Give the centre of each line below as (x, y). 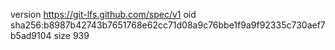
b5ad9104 (31, 35)
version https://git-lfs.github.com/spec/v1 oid (103, 14)
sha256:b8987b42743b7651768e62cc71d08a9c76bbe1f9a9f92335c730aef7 (168, 25)
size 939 (71, 35)
